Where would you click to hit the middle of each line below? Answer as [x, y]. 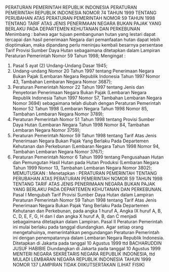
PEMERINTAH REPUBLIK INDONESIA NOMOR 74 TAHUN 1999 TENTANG [81, 13]
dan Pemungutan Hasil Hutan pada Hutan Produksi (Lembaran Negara [86, 162]
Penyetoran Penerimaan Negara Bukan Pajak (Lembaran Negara [79, 92]
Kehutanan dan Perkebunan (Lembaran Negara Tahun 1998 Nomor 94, [86, 146]
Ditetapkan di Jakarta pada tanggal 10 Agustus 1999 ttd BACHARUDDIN [87, 243]
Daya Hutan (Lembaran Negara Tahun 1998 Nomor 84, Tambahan [81, 125]
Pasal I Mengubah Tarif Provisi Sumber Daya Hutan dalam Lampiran [83, 195]
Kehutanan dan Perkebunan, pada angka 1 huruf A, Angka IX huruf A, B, [87, 211]
